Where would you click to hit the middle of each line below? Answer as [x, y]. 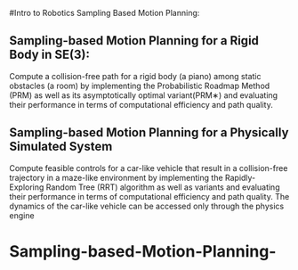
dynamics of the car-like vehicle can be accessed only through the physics [147, 206]
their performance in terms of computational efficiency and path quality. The [149, 196]
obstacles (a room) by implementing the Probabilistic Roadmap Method [140, 86]
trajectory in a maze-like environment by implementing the [117, 177]
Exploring [27, 187]
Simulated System [61, 147]
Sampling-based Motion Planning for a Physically [149, 133]
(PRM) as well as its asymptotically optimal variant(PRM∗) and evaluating [144, 95]
